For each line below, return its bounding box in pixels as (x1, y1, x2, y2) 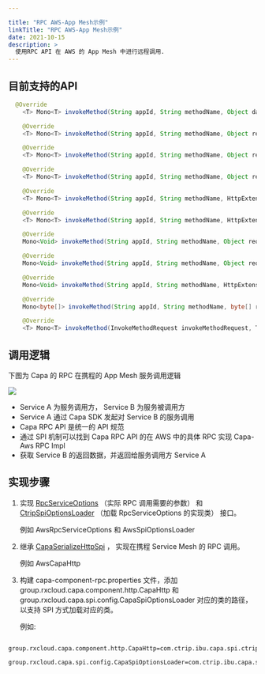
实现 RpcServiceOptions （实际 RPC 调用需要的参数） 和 (19, 498, 203, 507)
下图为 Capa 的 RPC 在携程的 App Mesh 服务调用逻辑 (8, 371, 181, 380)
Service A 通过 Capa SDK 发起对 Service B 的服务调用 (19, 412, 195, 422)
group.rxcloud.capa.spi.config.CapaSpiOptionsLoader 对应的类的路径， (19, 595, 252, 604)
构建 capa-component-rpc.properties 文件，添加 (19, 575, 178, 585)
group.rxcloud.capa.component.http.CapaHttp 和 (19, 585, 180, 594)
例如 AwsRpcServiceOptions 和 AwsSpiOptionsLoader (19, 524, 196, 534)
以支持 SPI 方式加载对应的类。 (19, 604, 118, 614)
